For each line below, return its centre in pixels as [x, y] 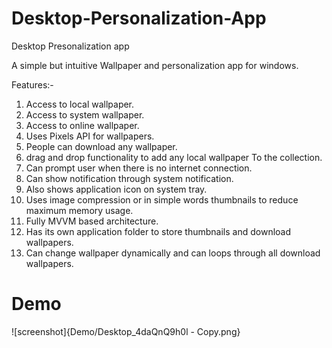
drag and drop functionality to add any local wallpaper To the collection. [174, 157]
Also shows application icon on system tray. [116, 189]
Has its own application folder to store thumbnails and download [158, 231]
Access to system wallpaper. [85, 114]
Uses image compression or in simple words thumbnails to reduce [162, 199]
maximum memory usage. [79, 210]
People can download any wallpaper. [101, 146]
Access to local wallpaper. [80, 104]
